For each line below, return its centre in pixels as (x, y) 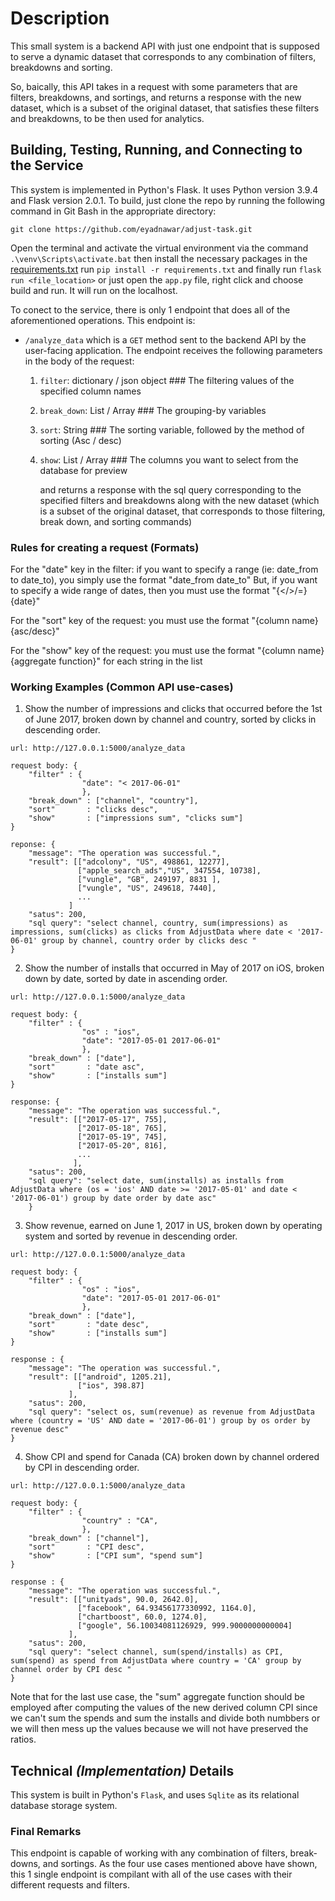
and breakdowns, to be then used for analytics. (107, 118)
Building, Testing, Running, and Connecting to (156, 150)
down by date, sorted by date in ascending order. (126, 979)
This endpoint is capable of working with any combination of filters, (149, 1853)
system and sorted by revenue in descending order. (131, 1236)
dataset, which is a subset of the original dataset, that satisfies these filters (165, 108)
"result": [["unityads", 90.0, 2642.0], (113, 1600)
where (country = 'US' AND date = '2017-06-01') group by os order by (160, 1421)
